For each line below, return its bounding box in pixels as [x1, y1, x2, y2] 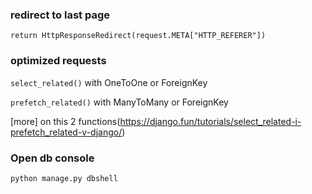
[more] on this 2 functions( [10, 115, 121, 127]
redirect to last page [10, 8, 111, 22]
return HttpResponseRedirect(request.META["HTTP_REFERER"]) [10, 31, 267, 41]
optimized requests [10, 54, 107, 68]
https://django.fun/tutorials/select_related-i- [119, 115, 302, 127]
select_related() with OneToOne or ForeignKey [10, 76, 208, 88]
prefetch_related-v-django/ [10, 126, 123, 138]
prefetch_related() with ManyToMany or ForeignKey [10, 96, 229, 108]
